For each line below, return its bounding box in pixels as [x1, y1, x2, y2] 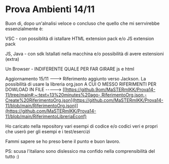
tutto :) [5, 153, 19, 159]
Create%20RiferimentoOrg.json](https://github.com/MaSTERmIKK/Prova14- [5, 97, 163, 103]
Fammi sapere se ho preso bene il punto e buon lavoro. [5, 138, 121, 144]
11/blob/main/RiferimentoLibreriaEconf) [5, 113, 87, 119]
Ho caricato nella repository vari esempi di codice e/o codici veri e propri [5, 123, 158, 129]
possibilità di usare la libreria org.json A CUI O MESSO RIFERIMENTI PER [5, 81, 156, 87]
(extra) [5, 56, 19, 62]
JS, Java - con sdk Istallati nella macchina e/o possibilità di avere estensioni [5, 51, 164, 57]
